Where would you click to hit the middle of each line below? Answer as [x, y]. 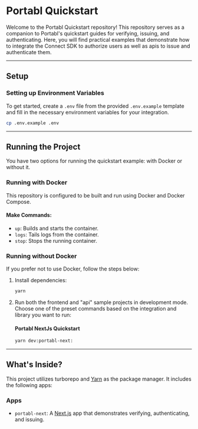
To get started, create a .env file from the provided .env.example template [95, 106]
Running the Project [43, 146]
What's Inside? [34, 364]
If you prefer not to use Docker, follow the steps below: [73, 269]
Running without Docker [42, 256]
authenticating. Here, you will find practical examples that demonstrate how [98, 39]
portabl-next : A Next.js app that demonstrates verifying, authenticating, [102, 413]
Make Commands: [29, 215]
